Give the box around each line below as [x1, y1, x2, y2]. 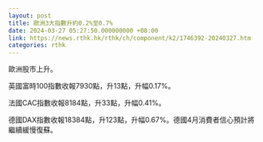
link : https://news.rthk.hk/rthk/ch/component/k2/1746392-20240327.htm [8, 34, 251, 42]
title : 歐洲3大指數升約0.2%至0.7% [8, 19, 113, 27]
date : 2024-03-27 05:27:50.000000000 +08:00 [8, 26, 159, 34]
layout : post [8, 11, 52, 20]
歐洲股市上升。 [8, 65, 57, 74]
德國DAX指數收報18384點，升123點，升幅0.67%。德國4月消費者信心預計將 [8, 115, 255, 124]
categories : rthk [8, 41, 66, 49]
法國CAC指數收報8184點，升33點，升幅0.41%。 [8, 98, 166, 108]
